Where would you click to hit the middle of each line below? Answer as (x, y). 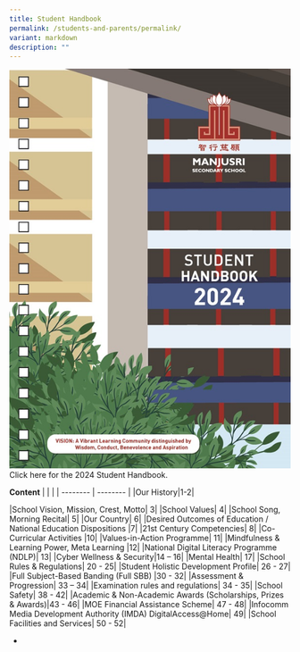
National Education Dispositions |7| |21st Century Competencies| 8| (133, 529)
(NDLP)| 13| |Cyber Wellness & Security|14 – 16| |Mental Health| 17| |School (147, 557)
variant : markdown (43, 38)
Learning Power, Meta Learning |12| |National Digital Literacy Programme (143, 548)
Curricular (28, 538)
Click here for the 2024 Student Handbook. (88, 475)
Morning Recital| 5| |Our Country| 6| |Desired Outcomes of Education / (139, 519)
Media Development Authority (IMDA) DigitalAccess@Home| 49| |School (143, 614)
